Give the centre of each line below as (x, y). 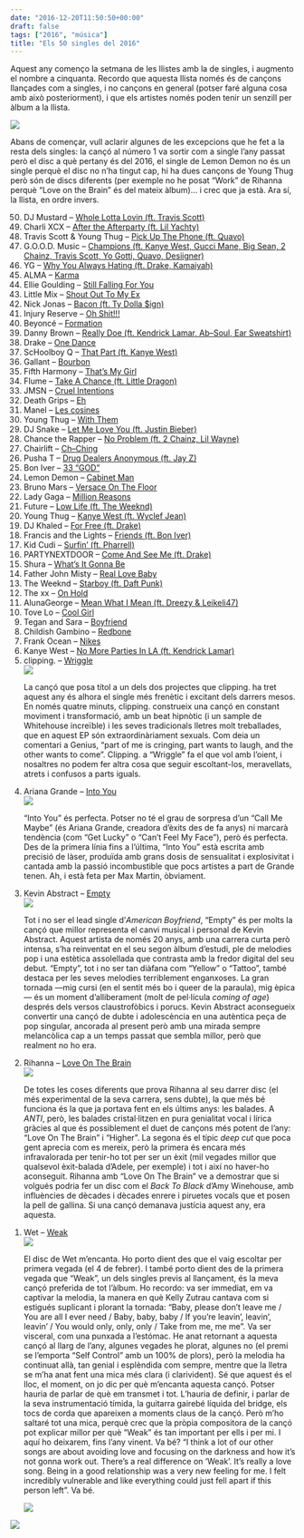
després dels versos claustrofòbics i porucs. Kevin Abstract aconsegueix (159, 1007)
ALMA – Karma (51, 275)
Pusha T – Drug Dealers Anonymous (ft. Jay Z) (110, 458)
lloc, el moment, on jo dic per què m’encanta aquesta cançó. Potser (149, 1385)
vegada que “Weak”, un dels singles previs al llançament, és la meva (151, 1279)
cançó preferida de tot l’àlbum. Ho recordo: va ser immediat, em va (148, 1288)
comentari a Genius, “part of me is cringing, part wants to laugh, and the (158, 745)
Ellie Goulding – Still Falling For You (89, 285)
